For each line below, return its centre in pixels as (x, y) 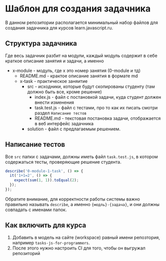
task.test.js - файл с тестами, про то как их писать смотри (96, 107)
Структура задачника (41, 44)
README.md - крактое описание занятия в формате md (79, 76)
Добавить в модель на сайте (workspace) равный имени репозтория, (86, 237)
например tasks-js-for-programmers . (51, 243)
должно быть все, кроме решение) (64, 92)
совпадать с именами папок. (36, 210)
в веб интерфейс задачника (64, 123)
